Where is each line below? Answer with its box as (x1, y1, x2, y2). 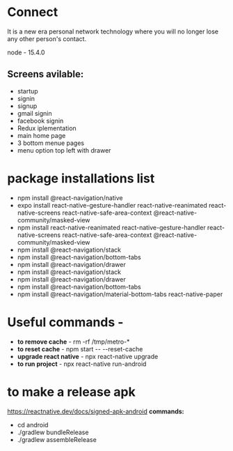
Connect (7, 4, 58, 20)
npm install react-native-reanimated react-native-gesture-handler (17, 223, 207, 231)
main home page (17, 131, 66, 139)
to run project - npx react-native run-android (17, 360, 147, 368)
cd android (17, 420, 49, 429)
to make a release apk (7, 384, 136, 399)
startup (17, 86, 38, 95)
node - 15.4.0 (7, 48, 45, 56)
